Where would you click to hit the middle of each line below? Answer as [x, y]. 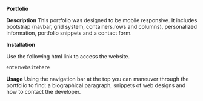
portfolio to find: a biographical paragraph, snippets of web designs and [96, 85]
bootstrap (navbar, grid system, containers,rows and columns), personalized [102, 27]
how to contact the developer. [44, 91]
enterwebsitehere [28, 67]
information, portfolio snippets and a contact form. [69, 33]
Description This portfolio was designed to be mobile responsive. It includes [102, 20]
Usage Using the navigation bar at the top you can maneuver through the [98, 79]
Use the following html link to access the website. [68, 56]
